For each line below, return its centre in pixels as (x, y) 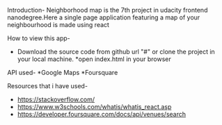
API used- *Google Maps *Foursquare (63, 73)
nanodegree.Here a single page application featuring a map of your (104, 17)
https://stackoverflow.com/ (56, 99)
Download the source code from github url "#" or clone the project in (116, 52)
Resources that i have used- (48, 86)
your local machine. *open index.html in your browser (94, 59)
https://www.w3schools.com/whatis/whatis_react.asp (94, 107)
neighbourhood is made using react (58, 25)
